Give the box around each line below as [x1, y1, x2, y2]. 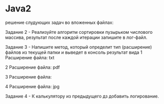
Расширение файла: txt [5, 54, 54, 60]
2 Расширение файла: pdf [5, 64, 60, 70]
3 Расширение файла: [5, 74, 52, 80]
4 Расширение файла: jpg [5, 83, 60, 90]
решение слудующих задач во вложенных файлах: [5, 19, 114, 25]
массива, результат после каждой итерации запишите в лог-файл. [5, 34, 147, 40]
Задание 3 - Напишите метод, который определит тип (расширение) [5, 44, 152, 50]
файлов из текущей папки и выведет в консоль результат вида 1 [5, 49, 142, 55]
